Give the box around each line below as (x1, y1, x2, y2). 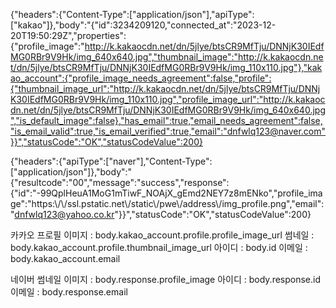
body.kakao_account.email (10, 253, 121, 264)
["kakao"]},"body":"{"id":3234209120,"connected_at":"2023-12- (10, 19, 277, 31)
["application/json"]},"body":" (10, 166, 133, 178)
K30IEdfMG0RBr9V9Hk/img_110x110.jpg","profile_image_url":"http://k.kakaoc (10, 94, 326, 105)
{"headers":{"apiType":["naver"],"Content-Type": (10, 155, 213, 167)
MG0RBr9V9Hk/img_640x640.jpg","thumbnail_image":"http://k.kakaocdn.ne (10, 51, 324, 63)
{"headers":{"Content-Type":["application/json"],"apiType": (10, 9, 255, 20)
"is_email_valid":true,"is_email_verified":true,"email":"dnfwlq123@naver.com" (10, 125, 326, 137)
